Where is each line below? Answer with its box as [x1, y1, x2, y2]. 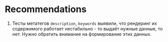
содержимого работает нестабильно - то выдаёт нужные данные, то [12, 25, 163, 31]
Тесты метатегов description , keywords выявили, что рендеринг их [12, 20, 157, 26]
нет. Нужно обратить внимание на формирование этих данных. [12, 31, 152, 37]
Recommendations [5, 4, 87, 15]
